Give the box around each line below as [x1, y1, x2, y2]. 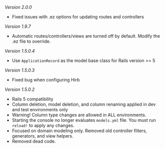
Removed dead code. [11, 139, 56, 144]
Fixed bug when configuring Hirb [11, 77, 80, 82]
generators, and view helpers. [11, 133, 74, 139]
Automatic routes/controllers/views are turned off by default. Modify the [11, 33, 161, 39]
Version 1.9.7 [4, 23, 31, 29]
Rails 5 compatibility [11, 96, 53, 102]
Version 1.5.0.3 [4, 67, 35, 73]
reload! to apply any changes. [11, 123, 75, 128]
